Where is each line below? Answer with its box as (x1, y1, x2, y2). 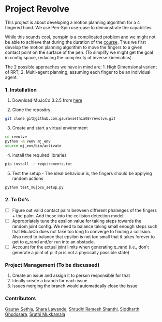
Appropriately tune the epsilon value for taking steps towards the (12, 218, 142, 224)
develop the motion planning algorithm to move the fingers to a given (5, 44, 143, 50)
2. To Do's (5, 196, 29, 203)
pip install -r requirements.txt (5, 161, 73, 166)
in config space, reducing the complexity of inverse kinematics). (5, 54, 133, 60)
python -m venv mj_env (5, 139, 51, 144)
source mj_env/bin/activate (5, 143, 62, 148)
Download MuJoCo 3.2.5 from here (12, 97, 83, 103)
